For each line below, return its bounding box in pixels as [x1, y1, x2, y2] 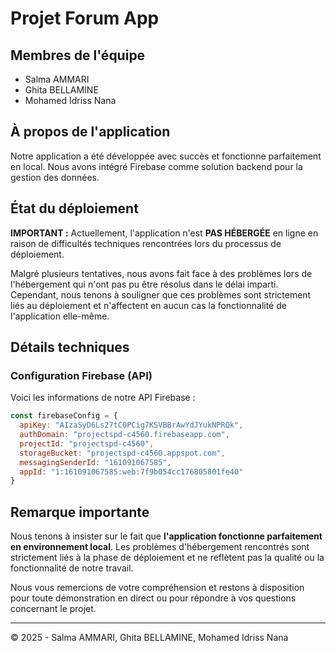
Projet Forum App [10, 7, 160, 30]
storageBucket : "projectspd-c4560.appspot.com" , [19, 448, 226, 458]
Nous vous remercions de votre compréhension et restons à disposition [10, 582, 305, 594]
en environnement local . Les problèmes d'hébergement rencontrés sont [10, 541, 310, 553]
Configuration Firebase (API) [10, 368, 153, 382]
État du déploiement [10, 200, 139, 217]
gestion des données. [10, 171, 100, 183]
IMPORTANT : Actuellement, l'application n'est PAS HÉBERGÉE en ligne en [10, 227, 319, 239]
